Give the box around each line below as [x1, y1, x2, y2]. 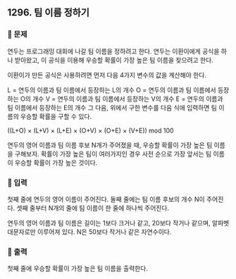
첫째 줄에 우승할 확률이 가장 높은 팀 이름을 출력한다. [7, 264, 148, 273]
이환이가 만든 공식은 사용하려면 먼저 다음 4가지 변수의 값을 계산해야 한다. [7, 70, 206, 79]
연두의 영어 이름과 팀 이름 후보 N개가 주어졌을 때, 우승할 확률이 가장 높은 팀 [7, 140, 213, 149]
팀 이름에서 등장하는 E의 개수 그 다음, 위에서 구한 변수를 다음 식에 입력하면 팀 [7, 103, 217, 111]
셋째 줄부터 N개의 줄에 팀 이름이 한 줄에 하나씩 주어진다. [16, 204, 170, 212]
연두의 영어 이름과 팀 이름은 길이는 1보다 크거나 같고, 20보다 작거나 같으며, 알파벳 [7, 218, 230, 227]
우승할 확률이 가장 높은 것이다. [14, 158, 98, 167]
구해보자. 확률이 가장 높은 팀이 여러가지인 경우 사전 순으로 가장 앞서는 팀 [14, 149, 212, 158]
